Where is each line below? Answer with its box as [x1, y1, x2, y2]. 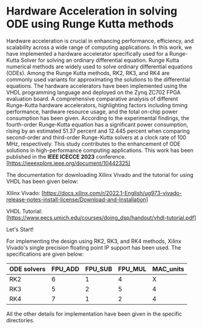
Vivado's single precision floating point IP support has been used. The [6, 244, 181, 251]
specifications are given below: [6, 250, 84, 258]
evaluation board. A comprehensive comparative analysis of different [6, 95, 178, 102]
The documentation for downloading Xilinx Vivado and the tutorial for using [6, 171, 194, 178]
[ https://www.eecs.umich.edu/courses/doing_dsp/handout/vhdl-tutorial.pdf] [6, 214, 197, 221]
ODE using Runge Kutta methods [6, 17, 174, 31]
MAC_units [152, 265, 184, 273]
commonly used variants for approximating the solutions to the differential [6, 76, 191, 83]
